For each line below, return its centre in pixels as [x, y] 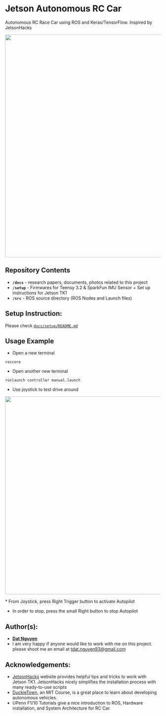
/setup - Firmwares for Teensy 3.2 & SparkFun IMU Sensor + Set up [81, 287]
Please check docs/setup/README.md [41, 325]
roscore [13, 362]
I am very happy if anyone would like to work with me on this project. [82, 644]
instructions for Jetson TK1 [40, 293]
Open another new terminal [40, 371]
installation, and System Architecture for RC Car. [62, 708]
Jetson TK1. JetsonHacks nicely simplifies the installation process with [84, 682]
